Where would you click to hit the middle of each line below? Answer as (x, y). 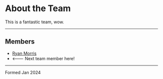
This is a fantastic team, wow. (35, 22)
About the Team (38, 8)
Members (20, 42)
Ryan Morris (24, 53)
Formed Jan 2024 (23, 72)
